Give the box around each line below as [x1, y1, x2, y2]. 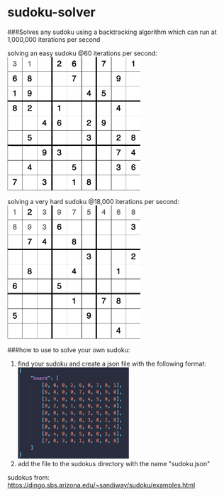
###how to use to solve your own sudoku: [7, 345, 130, 354]
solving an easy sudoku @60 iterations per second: [7, 49, 158, 57]
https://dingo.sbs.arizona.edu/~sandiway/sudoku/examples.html [7, 481, 196, 490]
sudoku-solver [7, 4, 96, 21]
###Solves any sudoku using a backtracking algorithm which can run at [7, 28, 218, 36]
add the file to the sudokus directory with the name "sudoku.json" [17, 460, 211, 468]
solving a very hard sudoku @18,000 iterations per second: [7, 197, 179, 205]
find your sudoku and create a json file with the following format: [17, 359, 207, 368]
